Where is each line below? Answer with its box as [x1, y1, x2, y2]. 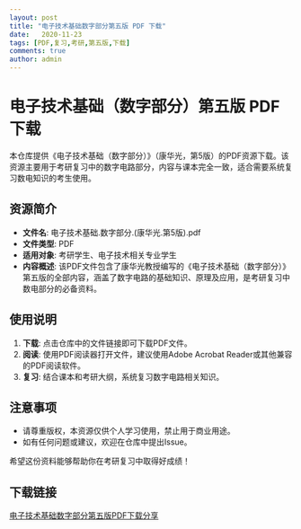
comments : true [9, 47, 66, 56]
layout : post [9, 13, 58, 22]
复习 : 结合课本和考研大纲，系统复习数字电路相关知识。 [22, 371, 225, 382]
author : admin [9, 55, 63, 64]
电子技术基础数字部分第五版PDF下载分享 [9, 510, 159, 521]
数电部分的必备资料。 [22, 283, 102, 294]
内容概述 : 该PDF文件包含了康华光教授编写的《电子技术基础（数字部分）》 [22, 260, 291, 271]
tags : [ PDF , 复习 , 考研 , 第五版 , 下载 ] [9, 38, 130, 48]
